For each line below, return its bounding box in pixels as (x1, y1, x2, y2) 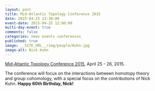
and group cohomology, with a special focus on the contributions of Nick (5, 76, 151, 81)
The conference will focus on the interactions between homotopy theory (5, 70, 150, 76)
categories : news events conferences (5, 34, 81, 39)
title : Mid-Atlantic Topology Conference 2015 (5, 12, 101, 16)
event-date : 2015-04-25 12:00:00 (5, 20, 73, 26)
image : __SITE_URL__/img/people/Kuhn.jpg (5, 43, 90, 48)
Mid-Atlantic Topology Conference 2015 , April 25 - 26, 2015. (5, 61, 125, 67)
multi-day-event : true (5, 25, 51, 30)
